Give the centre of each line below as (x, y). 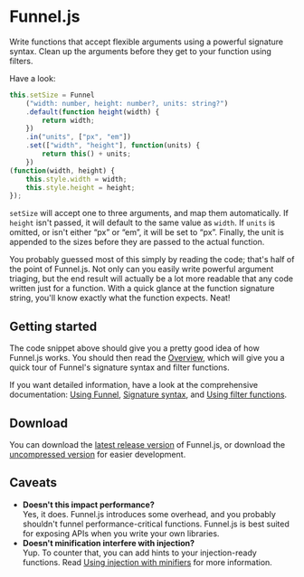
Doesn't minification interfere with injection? (109, 543)
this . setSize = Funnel (52, 95)
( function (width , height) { (62, 170)
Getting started (53, 326)
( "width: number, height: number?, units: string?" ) (127, 103)
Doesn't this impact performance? (89, 505)
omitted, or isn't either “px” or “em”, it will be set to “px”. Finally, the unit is (147, 232)
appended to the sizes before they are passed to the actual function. (137, 242)
